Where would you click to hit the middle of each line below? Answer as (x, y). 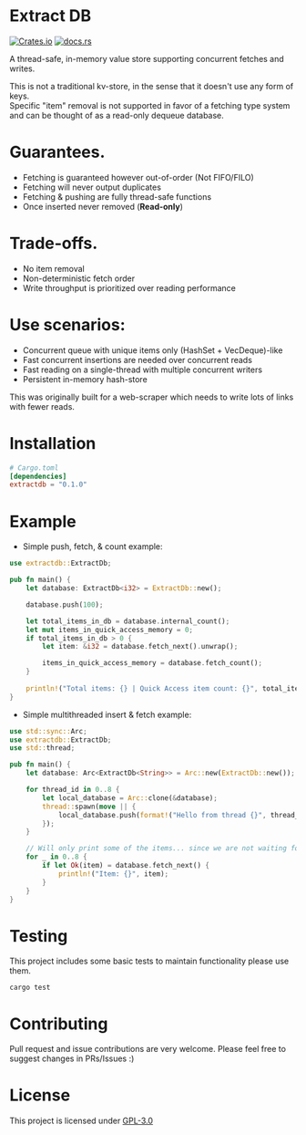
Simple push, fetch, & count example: (92, 547)
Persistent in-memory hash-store (85, 379)
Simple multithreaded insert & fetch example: (107, 714)
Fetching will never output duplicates (92, 187)
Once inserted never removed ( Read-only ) (103, 206)
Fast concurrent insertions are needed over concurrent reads (138, 359)
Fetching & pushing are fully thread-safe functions (117, 196)
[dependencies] (38, 476)
